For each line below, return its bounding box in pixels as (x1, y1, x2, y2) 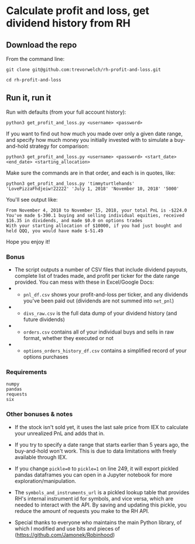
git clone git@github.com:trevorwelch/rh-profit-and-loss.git (6, 67, 161, 73)
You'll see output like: (6, 196, 58, 203)
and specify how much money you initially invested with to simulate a (6, 136, 173, 143)
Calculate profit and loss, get (6, 4, 149, 18)
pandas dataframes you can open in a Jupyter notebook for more (14, 471, 173, 478)
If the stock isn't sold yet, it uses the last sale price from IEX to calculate (14, 423, 189, 430)
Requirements (6, 368, 47, 376)
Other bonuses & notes (6, 410, 73, 419)
